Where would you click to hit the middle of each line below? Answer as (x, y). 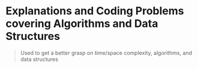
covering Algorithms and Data (82, 24)
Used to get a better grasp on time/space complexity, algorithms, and (106, 52)
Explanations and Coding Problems (95, 11)
